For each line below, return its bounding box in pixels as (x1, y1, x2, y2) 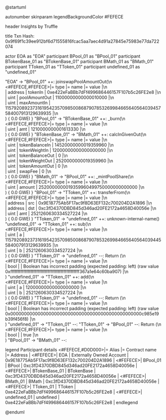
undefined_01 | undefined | (5, 394, 60, 400)
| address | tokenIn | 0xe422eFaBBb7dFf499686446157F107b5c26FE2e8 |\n (5, 89, 161, 95)
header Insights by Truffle (5, 23, 58, 29)
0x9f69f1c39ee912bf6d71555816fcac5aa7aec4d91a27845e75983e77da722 (5, 38, 160, 44)
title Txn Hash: (5, 33, 35, 39)
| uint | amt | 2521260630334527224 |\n (5, 210, 88, 216)
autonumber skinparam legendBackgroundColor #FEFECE (5, 14, 124, 19)
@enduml (5, 409, 25, 415)
